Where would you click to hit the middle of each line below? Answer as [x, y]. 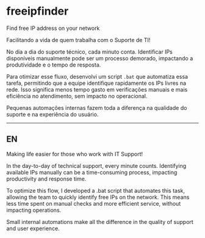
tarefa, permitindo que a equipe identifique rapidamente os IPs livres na [96, 83]
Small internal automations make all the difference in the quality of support [100, 222]
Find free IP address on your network [53, 28]
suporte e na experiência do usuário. [52, 114]
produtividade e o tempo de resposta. [54, 65]
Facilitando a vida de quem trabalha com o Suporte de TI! [78, 40]
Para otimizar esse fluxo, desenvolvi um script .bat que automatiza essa [97, 76]
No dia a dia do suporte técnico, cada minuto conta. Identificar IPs [89, 52]
